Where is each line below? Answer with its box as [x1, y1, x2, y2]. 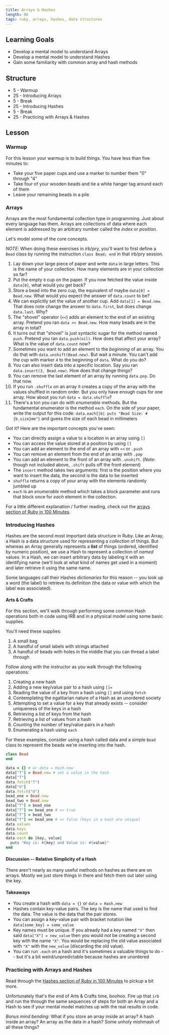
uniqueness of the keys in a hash [13, 706, 82, 712]
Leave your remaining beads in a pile [13, 192, 89, 198]
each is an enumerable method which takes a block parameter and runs [13, 488, 160, 494]
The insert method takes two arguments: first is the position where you [13, 467, 161, 473]
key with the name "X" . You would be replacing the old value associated [13, 938, 162, 944]
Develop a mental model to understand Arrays [13, 49, 108, 55]
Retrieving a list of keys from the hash [13, 711, 92, 717]
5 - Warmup [13, 87, 38, 93]
